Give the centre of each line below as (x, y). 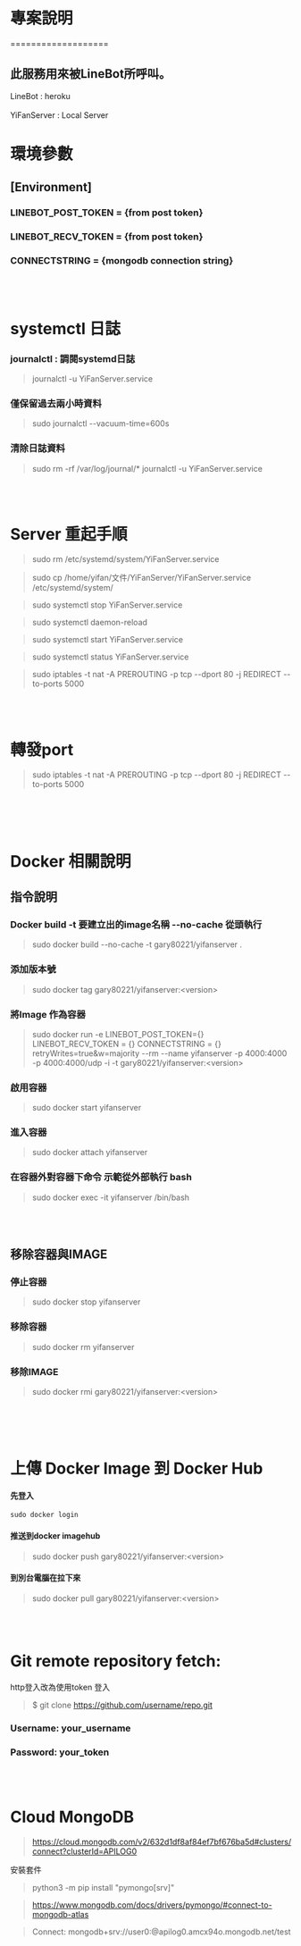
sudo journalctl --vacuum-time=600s (100, 424)
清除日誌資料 (38, 449)
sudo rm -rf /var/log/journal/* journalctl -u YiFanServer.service (147, 468)
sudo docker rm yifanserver (83, 1346)
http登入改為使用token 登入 (60, 1687)
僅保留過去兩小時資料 (56, 403)
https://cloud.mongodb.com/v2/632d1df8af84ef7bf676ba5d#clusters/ (162, 1841)
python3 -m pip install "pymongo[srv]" (103, 1887)
